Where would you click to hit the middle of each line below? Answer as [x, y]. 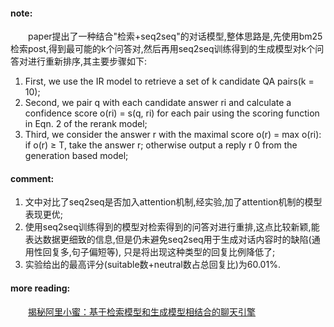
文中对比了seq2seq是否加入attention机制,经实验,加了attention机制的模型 [173, 202]
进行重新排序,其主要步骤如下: [87, 61]
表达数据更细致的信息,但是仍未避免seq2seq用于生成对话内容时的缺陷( [168, 240]
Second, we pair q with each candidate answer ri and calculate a [158, 103]
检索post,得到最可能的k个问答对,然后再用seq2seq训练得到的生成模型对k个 [163, 49]
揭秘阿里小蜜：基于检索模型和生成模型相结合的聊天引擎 [142, 311]
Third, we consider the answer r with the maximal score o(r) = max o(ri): [173, 135]
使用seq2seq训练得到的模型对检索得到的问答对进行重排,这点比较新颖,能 [172, 227]
